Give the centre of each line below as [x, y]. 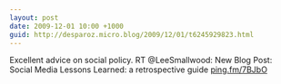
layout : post [34, 18]
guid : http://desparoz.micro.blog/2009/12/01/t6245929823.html [132, 34]
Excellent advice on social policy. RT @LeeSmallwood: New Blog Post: [141, 61]
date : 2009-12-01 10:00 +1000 [67, 26]
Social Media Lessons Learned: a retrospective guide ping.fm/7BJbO [139, 70]
